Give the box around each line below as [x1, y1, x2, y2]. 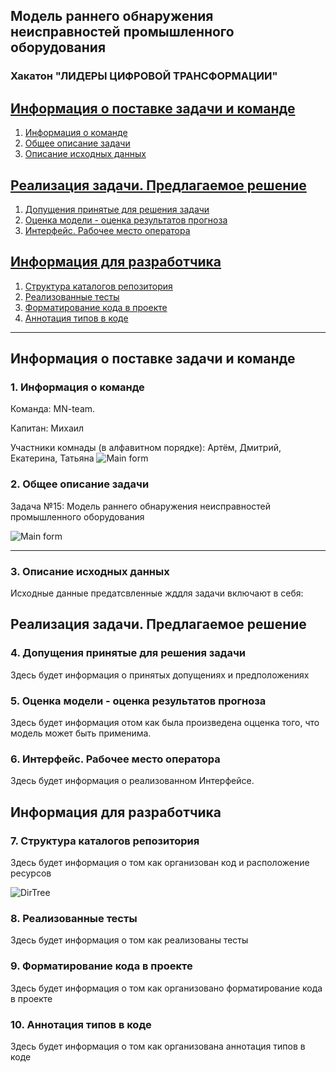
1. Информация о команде [10, 380, 145, 394]
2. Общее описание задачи [10, 477, 150, 491]
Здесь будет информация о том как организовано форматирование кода [10, 982, 323, 994]
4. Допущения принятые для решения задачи [10, 646, 247, 660]
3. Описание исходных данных [10, 564, 170, 578]
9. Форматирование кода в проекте [10, 959, 193, 973]
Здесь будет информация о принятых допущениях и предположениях [10, 669, 310, 681]
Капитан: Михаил [10, 422, 85, 434]
